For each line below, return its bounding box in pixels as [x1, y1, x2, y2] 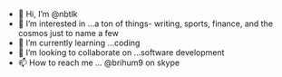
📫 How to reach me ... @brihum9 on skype [17, 57, 180, 68]
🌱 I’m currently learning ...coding [17, 37, 141, 48]
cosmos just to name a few [17, 28, 120, 38]
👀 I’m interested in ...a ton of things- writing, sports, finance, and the [17, 18, 274, 29]
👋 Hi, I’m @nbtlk [17, 9, 79, 19]
